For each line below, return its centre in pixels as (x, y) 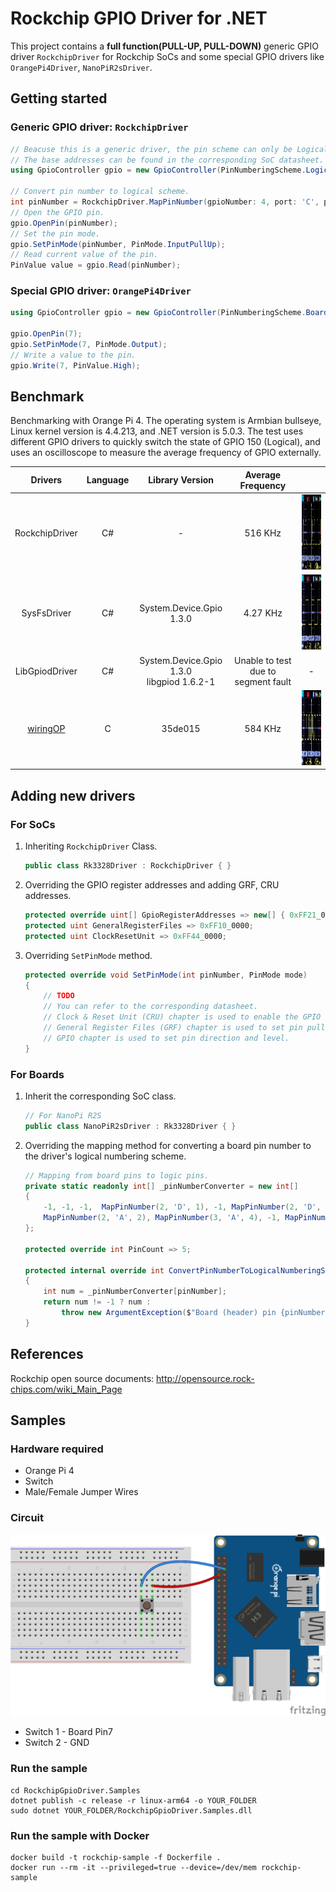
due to (263, 671)
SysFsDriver (46, 613)
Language (108, 480)
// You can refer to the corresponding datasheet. (151, 1007)
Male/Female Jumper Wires (81, 1492)
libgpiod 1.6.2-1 (181, 681)
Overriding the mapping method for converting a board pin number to (168, 1145)
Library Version (181, 480)
